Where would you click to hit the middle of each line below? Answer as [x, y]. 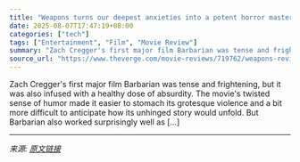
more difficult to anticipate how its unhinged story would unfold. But [134, 113]
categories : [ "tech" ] [50, 34]
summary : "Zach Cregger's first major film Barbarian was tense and [139, 51]
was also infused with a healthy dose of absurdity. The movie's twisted [140, 93]
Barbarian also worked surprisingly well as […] [95, 122]
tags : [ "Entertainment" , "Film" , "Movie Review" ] [104, 42]
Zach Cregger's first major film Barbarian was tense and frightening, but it [145, 84]
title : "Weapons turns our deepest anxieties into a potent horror [137, 17]
